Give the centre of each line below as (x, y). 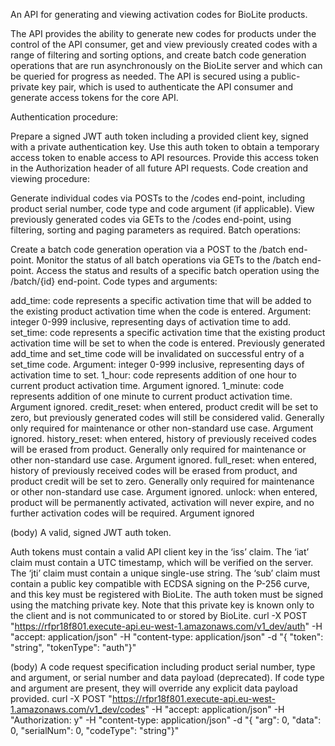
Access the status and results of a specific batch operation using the (178, 270)
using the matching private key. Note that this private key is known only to (162, 605)
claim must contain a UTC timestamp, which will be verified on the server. (162, 562)
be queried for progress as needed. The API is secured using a (139, 76)
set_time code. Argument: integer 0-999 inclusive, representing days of (157, 364)
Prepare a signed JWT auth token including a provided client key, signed (159, 136)
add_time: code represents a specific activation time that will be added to (161, 300)
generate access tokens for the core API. (94, 97)
